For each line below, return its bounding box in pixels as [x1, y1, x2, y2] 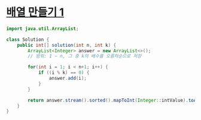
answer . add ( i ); [48, 76, 87, 82]
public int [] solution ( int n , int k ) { [17, 42, 117, 48]
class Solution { [6, 37, 50, 43]
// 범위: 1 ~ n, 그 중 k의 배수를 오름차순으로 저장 [28, 53, 142, 59]
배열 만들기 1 [6, 5, 65, 19]
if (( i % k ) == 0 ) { [38, 70, 90, 76]
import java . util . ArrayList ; [6, 25, 79, 32]
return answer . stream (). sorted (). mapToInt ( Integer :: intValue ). [28, 97, 188, 103]
